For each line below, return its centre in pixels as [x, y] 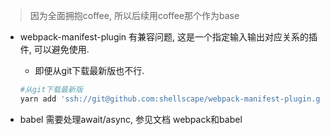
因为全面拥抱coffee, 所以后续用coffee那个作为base [134, 15]
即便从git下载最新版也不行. [89, 70]
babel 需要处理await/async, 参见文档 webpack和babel [131, 119]
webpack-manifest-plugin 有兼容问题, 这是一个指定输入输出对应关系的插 [168, 37]
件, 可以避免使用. [54, 49]
